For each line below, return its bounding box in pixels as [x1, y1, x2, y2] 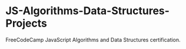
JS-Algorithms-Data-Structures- [5, 4, 170, 18]
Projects [5, 17, 48, 30]
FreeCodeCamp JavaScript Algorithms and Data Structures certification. [5, 36, 181, 43]
